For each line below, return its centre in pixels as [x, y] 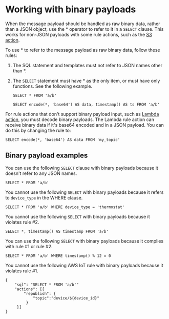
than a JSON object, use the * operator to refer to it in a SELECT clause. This [84, 29]
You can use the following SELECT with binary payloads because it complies [84, 241]
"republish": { [40, 293]
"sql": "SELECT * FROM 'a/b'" [47, 285]
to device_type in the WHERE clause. [44, 197]
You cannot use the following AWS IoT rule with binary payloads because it [84, 265]
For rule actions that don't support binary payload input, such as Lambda [82, 114]
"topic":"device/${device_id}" [66, 298]
